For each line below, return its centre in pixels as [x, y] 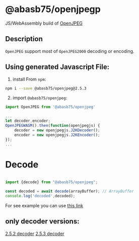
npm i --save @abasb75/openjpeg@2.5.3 [46, 88]
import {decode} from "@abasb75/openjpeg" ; [52, 182]
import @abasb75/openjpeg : [40, 98]
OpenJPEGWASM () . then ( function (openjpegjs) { [53, 126]
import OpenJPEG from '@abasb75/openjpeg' [50, 107]
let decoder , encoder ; [28, 121]
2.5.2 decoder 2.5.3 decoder [35, 233]
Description [24, 39]
